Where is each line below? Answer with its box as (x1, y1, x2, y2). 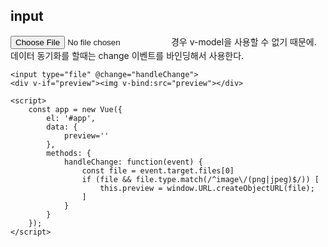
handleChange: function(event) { (63, 157, 203, 167)
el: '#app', (46, 113, 97, 123)
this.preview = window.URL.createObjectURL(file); (99, 183, 315, 193)
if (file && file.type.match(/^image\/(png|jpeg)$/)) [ (81, 174, 320, 184)
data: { (46, 122, 78, 132)
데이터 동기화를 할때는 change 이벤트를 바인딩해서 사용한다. (10, 49, 245, 61)
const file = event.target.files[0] (81, 165, 235, 176)
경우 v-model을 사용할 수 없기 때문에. (170, 35, 317, 48)
